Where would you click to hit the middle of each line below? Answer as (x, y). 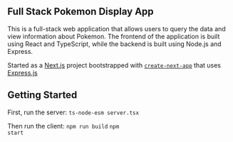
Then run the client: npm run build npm (63, 126)
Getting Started (42, 95)
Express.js (22, 72)
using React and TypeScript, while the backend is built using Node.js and (115, 44)
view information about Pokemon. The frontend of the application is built (114, 36)
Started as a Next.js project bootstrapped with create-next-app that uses (114, 65)
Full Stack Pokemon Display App (81, 12)
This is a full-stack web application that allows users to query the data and (116, 28)
